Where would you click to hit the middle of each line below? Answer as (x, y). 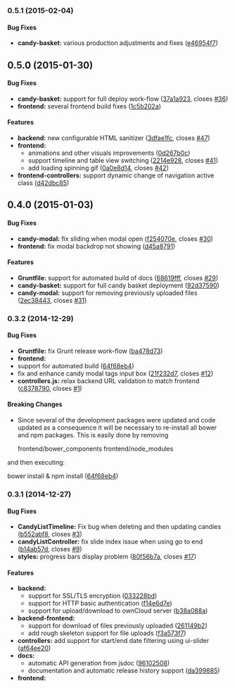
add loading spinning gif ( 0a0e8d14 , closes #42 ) (98, 168)
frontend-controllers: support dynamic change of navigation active (116, 175)
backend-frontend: (46, 618)
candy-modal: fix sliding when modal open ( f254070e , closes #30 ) (115, 239)
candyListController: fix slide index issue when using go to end (110, 542)
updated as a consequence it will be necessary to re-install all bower (117, 427)
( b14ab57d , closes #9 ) (50, 549)
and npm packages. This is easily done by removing (93, 435)
